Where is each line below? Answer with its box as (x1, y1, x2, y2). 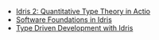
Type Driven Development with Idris (15, 24, 134, 32)
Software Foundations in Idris (15, 15, 113, 24)
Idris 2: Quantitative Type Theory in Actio (15, 7, 151, 16)
